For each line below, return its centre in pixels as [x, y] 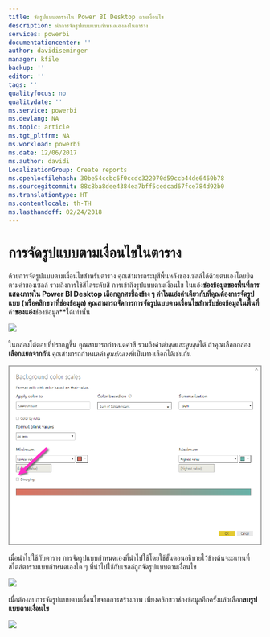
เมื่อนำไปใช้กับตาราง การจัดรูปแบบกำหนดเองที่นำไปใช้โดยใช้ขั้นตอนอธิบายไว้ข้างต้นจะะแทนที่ [129, 557]
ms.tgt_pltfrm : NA [39, 136]
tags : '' [23, 84]
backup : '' [27, 68]
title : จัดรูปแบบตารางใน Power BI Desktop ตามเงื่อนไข [86, 17]
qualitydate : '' [35, 102]
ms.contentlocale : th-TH [50, 204]
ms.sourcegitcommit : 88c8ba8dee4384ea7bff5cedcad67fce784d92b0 [117, 187]
